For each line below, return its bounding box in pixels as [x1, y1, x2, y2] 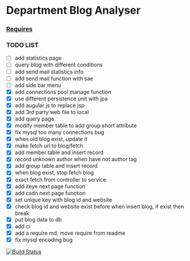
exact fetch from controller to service [14, 176, 107, 183]
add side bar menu [14, 81, 61, 88]
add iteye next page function [14, 183, 86, 190]
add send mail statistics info [14, 68, 84, 75]
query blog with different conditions [14, 61, 103, 69]
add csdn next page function [14, 189, 86, 196]
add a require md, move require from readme [14, 229, 126, 237]
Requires [6, 25, 33, 33]
